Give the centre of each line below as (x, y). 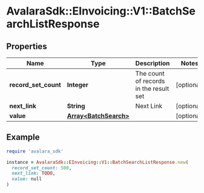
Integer (77, 85)
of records (150, 81)
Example (23, 137)
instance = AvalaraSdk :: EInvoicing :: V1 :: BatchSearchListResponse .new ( (97, 162)
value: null (27, 179)
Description (153, 63)
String (76, 106)
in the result (152, 89)
